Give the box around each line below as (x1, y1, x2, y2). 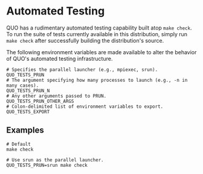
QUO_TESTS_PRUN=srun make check (6, 162, 88, 168)
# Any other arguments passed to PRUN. (6, 93, 107, 99)
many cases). (6, 82, 39, 89)
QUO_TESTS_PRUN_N (6, 87, 50, 94)
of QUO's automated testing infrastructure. (6, 55, 113, 62)
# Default (6, 141, 31, 147)
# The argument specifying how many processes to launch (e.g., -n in (6, 77, 188, 83)
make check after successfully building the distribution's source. (6, 37, 164, 44)
